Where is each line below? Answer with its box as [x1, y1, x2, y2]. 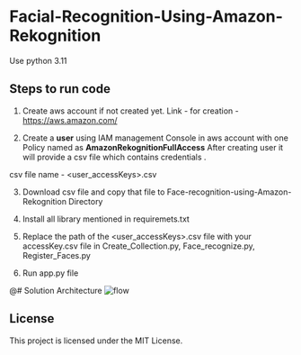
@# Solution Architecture [9, 285, 102, 296]
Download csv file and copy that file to [22, 187, 165, 197]
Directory [68, 196, 103, 206]
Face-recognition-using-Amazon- [166, 187, 292, 197]
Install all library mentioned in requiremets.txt [22, 214, 190, 224]
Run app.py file [22, 268, 79, 278]
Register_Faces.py [22, 250, 92, 260]
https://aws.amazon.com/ [22, 114, 118, 125]
